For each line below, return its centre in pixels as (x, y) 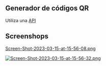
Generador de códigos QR (47, 8)
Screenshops (27, 37)
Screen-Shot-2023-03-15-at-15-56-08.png (50, 48)
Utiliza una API (21, 20)
